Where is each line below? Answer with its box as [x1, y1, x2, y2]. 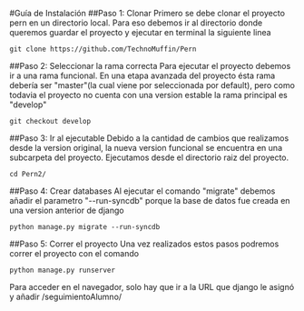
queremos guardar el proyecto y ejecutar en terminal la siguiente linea [9, 27, 271, 37]
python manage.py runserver [9, 266, 116, 275]
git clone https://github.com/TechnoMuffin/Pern [9, 45, 197, 54]
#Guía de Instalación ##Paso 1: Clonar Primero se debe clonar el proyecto [9, 8, 286, 18]
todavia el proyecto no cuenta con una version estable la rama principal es [9, 90, 288, 100]
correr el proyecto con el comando [9, 248, 139, 258]
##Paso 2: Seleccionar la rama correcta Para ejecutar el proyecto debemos [9, 61, 291, 71]
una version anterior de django [9, 205, 124, 216]
